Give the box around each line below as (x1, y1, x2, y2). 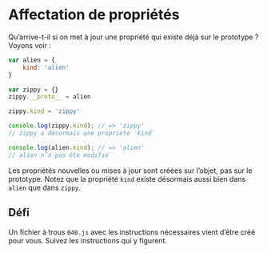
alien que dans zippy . (8, 183, 82, 192)
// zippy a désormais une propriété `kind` (8, 130, 156, 138)
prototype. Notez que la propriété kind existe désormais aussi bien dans (8, 174, 246, 183)
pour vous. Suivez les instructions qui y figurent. (8, 235, 168, 245)
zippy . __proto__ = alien (8, 93, 91, 101)
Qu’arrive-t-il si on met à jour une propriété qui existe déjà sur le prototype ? (8, 32, 259, 42)
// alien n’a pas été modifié (8, 151, 110, 159)
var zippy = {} (8, 86, 59, 94)
